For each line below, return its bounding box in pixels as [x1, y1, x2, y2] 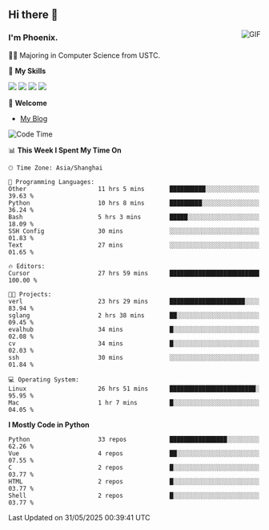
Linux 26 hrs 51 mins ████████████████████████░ [8, 385, 260, 393]
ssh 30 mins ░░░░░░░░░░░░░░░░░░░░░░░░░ [8, 353, 260, 361]
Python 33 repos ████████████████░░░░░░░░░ [8, 435, 260, 443]
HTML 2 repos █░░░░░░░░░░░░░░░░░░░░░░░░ [8, 477, 260, 486]
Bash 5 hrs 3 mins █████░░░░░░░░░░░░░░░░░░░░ [8, 213, 260, 221]
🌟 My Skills [8, 66, 46, 75]
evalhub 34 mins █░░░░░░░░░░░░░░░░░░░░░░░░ [8, 325, 260, 333]
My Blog [19, 113, 48, 123]
